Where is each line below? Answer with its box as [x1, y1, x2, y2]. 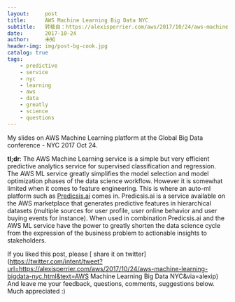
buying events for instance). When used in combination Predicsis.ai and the [7, 214, 225, 222]
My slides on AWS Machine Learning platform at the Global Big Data [7, 134, 204, 142]
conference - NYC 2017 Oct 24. [7, 141, 98, 149]
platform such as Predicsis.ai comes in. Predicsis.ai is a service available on [7, 192, 226, 200]
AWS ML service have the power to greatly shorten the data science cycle [7, 221, 221, 229]
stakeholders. [7, 236, 47, 245]
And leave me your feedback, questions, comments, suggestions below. [7, 279, 215, 287]
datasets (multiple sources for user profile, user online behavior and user [7, 206, 218, 215]
